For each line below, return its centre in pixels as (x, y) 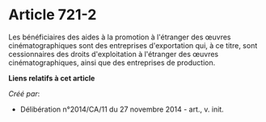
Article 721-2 (53, 15)
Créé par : (24, 93)
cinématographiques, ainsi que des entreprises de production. (112, 63)
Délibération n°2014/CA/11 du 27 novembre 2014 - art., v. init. (122, 109)
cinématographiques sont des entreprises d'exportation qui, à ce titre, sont (133, 45)
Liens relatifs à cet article (52, 78)
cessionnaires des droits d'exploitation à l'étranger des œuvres (114, 54)
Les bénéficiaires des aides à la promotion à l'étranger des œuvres (120, 37)
